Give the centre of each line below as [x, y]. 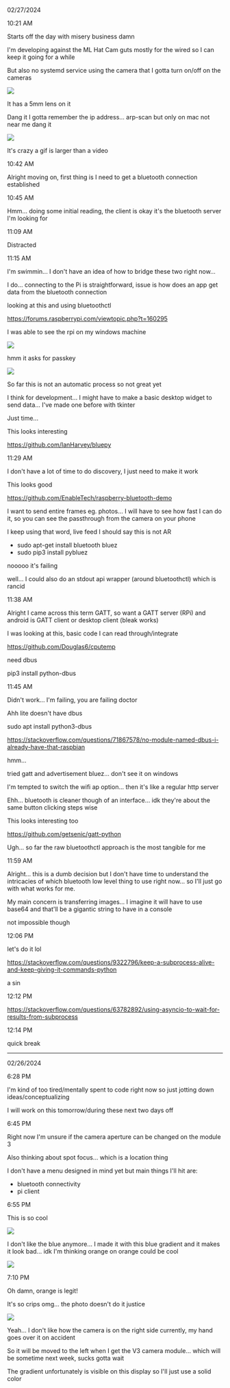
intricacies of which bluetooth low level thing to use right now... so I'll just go [115, 881]
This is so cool [27, 1218]
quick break [24, 1043]
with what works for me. [41, 889]
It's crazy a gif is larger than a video [57, 151]
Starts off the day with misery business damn [71, 36]
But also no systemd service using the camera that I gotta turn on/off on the [114, 70]
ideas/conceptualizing [38, 1097]
